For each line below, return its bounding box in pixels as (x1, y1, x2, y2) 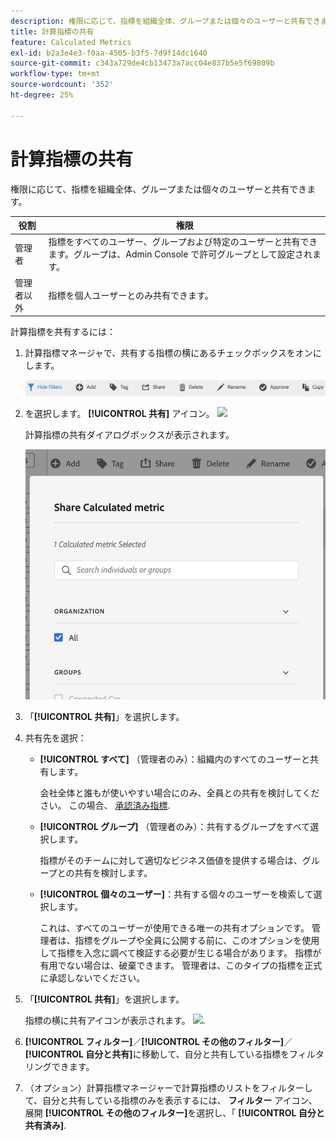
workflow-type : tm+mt (10, 69, 101, 79)
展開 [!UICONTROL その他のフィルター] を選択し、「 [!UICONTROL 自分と (24, 1107, 325, 1119)
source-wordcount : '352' (10, 80, 114, 90)
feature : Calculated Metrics (10, 37, 132, 47)
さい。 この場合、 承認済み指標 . (39, 800, 171, 812)
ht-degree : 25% (10, 90, 74, 100)
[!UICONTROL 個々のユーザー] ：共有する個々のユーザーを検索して (39, 888, 314, 900)
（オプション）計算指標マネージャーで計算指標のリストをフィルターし (24, 1082, 313, 1094)
